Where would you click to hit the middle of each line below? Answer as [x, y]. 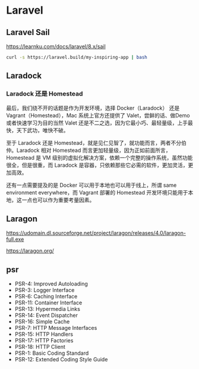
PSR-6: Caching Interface [46, 297]
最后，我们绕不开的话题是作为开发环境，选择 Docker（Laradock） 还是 [93, 108]
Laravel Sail [28, 32]
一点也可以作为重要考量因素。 [58, 200]
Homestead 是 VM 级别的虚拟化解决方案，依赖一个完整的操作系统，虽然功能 [99, 157]
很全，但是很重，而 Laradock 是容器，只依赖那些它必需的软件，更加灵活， [97, 165]
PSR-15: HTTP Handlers [44, 334]
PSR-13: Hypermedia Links [47, 309]
